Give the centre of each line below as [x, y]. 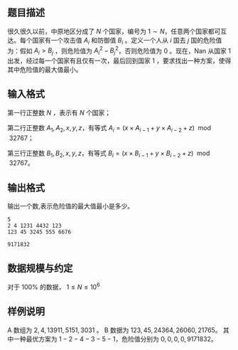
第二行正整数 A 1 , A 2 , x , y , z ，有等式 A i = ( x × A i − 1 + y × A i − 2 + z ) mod [109, 128]
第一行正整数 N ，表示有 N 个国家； [59, 112]
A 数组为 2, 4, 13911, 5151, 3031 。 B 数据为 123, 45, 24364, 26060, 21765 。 [114, 330]
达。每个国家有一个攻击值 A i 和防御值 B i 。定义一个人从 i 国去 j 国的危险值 [115, 41]
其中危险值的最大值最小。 [45, 70]
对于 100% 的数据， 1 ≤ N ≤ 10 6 [54, 286]
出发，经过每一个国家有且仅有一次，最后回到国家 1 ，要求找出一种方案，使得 [119, 61]
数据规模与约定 [40, 268]
